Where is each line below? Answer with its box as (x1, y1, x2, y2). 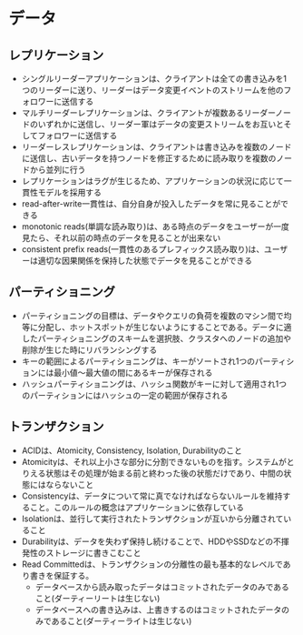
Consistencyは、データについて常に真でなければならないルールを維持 (21, 490, 283, 501)
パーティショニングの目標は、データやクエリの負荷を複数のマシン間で (21, 310, 284, 321)
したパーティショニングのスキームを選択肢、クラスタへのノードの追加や (21, 333, 292, 344)
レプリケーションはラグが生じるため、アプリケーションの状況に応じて (21, 176, 285, 186)
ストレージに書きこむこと (45, 547, 142, 558)
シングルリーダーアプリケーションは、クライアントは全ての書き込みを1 (21, 74, 288, 84)
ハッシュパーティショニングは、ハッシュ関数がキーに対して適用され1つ (21, 378, 288, 389)
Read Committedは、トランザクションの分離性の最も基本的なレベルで (21, 559, 283, 569)
